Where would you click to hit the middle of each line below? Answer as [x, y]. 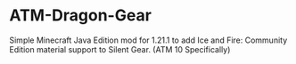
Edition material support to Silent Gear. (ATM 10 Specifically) [120, 49]
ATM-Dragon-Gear [80, 16]
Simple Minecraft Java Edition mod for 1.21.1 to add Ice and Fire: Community [148, 40]
